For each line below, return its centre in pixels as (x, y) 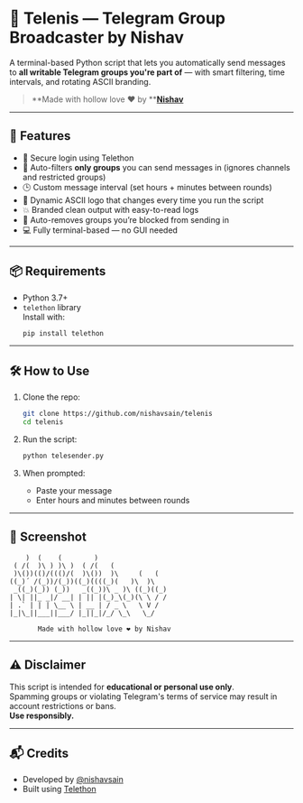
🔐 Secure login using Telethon (78, 158)
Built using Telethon (59, 789)
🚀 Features (40, 136)
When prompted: (54, 473)
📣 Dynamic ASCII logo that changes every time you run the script (143, 200)
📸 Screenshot (48, 537)
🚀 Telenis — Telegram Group (118, 18)
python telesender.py (63, 456)
